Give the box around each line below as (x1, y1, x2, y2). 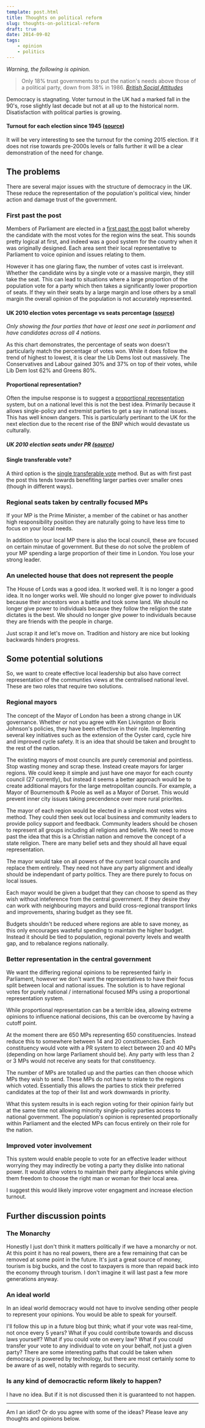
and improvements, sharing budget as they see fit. (6, 908, 133, 915)
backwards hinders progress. (6, 636, 81, 643)
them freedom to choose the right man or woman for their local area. (6, 1175, 179, 1182)
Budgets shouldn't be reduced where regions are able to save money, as (6, 920, 189, 928)
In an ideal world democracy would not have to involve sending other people (6, 1304, 198, 1312)
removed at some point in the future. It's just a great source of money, (6, 1256, 182, 1263)
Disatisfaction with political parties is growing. (6, 108, 122, 116)
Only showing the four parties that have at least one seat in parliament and (6, 323, 196, 330)
